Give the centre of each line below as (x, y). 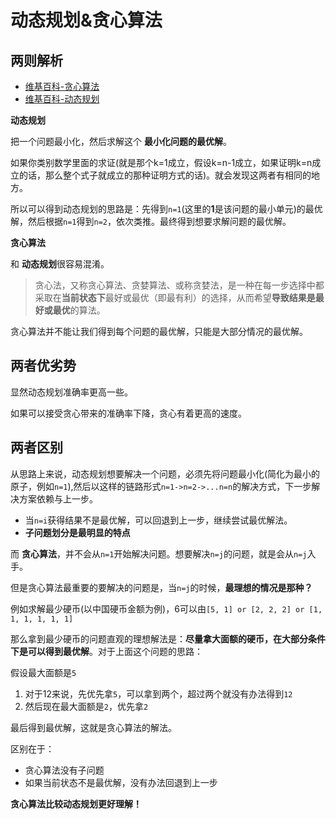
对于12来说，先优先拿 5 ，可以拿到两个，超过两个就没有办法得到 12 (158, 693)
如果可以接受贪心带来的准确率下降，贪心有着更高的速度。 (128, 413)
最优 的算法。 (79, 310)
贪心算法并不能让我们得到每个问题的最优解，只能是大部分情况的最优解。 (159, 331)
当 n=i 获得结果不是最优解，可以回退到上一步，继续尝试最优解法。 (158, 520)
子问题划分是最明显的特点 (77, 532)
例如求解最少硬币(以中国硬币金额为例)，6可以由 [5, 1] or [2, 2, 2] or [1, (166, 608)
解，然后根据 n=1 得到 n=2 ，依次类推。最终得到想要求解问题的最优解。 (151, 221)
